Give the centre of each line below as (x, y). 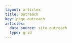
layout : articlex (23, 10)
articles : (15, 23)
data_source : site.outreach (38, 28)
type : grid (21, 33)
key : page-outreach (25, 19)
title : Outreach (22, 14)
